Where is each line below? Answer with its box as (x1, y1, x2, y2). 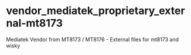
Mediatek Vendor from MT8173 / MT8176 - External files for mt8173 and (6, 36, 179, 43)
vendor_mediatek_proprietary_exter (6, 4, 186, 18)
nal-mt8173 (6, 16, 63, 30)
